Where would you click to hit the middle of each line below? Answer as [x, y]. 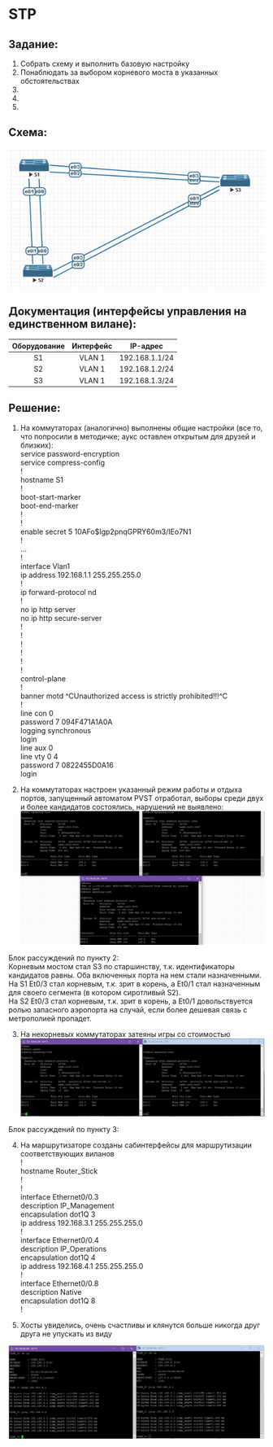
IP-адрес [147, 346]
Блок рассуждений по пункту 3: [64, 1130]
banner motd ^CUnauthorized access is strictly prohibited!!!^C [124, 696]
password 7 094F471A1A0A [66, 722]
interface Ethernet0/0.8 [59, 1283]
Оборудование [38, 346]
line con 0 [37, 713]
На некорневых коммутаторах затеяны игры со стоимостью [125, 1034]
